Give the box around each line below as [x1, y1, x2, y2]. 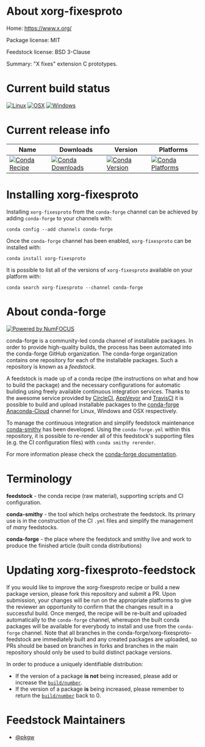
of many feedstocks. [6, 523, 59, 530]
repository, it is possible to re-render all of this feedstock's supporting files [6, 432, 194, 439]
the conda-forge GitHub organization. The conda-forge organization [6, 350, 178, 357]
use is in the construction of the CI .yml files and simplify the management [6, 517, 193, 524]
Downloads [59, 145, 93, 154]
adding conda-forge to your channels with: [6, 214, 113, 221]
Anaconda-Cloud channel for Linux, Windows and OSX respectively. [6, 407, 178, 414]
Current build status [6, 81, 110, 95]
